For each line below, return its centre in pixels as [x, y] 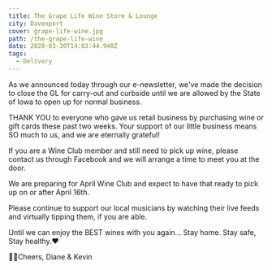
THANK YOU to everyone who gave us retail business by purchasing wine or [136, 117]
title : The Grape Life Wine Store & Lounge [83, 16]
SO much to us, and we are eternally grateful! [84, 134]
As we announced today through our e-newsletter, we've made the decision [135, 84]
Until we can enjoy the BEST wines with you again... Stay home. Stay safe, [132, 232]
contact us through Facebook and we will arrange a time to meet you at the [134, 159]
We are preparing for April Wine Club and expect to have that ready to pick [133, 183]
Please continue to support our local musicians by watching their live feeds [134, 207]
